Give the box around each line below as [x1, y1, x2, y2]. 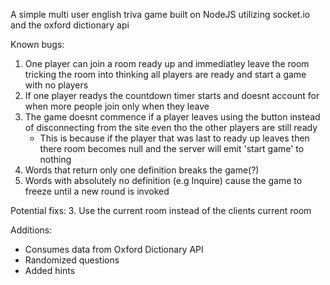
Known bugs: [10, 39, 65, 50]
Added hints [24, 265, 76, 276]
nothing [39, 154, 72, 165]
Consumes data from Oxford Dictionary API [24, 244, 204, 255]
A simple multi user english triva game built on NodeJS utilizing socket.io [10, 9, 311, 20]
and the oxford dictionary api [10, 19, 130, 31]
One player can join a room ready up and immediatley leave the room [24, 58, 310, 69]
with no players [24, 79, 89, 91]
